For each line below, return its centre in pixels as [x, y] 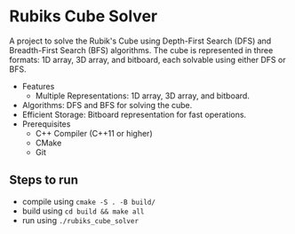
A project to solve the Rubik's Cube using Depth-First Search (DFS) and [140, 41]
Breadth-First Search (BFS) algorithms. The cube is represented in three [141, 50]
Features [38, 86]
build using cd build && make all [83, 211]
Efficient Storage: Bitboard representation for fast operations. [134, 114]
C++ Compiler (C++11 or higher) [94, 133]
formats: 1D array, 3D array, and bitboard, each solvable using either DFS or [147, 59]
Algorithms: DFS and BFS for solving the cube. [107, 105]
